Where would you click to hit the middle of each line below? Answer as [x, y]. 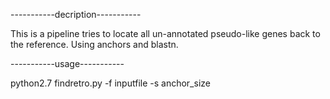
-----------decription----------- [76, 14]
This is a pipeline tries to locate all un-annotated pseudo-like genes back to [165, 33]
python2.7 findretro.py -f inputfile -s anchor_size [110, 83]
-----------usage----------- [67, 63]
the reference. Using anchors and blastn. [94, 44]
